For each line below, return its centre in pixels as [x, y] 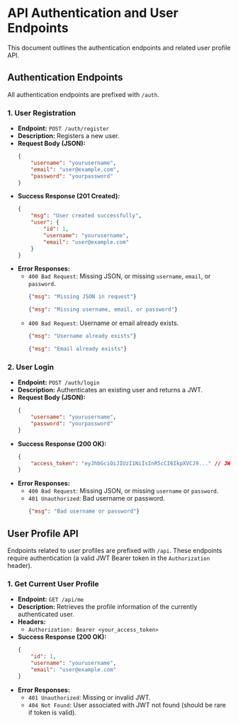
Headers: [32, 622]
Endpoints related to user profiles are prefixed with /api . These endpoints [115, 551]
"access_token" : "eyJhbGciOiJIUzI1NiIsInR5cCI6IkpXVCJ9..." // [126, 463]
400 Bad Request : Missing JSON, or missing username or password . [123, 491]
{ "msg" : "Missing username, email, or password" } [103, 309]
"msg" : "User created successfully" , [86, 216]
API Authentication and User [93, 13]
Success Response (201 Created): [69, 196]
